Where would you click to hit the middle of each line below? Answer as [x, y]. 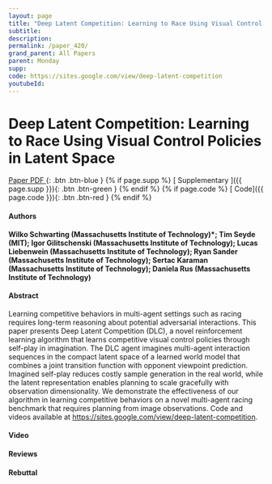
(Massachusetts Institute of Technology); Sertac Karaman [108, 260]
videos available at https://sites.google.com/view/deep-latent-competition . [133, 417]
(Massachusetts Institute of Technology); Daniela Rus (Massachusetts [130, 269]
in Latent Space [62, 158]
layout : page [30, 16]
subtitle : [25, 31]
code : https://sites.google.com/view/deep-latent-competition [115, 76]
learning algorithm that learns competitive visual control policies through [129, 339]
